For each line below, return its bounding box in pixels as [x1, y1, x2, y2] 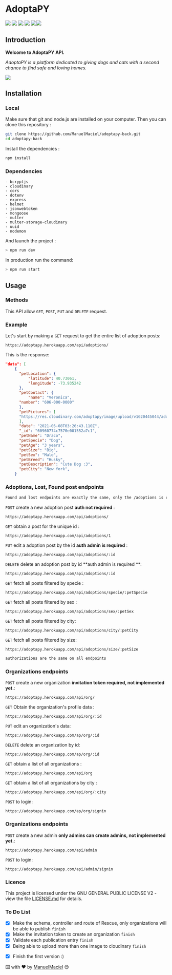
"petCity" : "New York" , [18, 467, 70, 472]
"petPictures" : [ [18, 409, 56, 414]
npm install [5, 156, 31, 161]
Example [5, 321, 28, 328]
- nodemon [5, 229, 27, 234]
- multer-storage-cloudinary [5, 220, 68, 225]
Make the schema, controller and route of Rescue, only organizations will [12, 920, 167, 926]
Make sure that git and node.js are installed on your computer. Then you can [5, 116, 166, 122]
